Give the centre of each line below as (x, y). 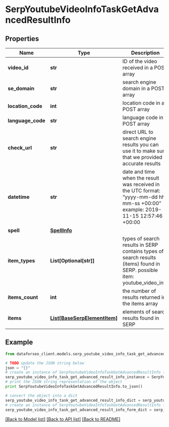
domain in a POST (144, 88)
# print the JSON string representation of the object (64, 382)
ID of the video (140, 61)
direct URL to (138, 132)
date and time (139, 172)
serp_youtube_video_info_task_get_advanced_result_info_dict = (73, 400)
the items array (140, 304)
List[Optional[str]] (72, 261)
